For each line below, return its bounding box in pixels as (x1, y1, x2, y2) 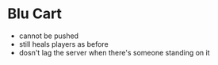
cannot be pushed (18, 31, 79, 40)
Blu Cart (7, 5, 63, 23)
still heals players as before (18, 39, 109, 48)
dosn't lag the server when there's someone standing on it (18, 48, 211, 57)
